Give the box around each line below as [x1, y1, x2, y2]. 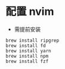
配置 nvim [5, 5, 54, 18]
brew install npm [5, 53, 49, 59]
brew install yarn [5, 48, 51, 54]
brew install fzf [5, 58, 49, 64]
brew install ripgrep [5, 37, 60, 43]
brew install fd [5, 42, 46, 49]
